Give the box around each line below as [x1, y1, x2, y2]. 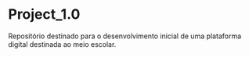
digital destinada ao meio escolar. [8, 39, 117, 48]
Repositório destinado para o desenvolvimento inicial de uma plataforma [8, 31, 242, 41]
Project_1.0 [8, 5, 81, 23]
